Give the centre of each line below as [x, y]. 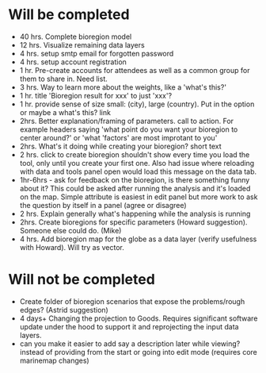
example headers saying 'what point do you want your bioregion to [129, 129]
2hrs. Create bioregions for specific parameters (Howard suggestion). [133, 222]
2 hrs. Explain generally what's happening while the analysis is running [135, 213]
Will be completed [69, 15]
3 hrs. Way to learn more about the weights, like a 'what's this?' [123, 87]
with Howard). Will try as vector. [72, 247]
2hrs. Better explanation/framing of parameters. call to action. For [127, 121]
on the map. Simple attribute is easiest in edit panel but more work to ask [139, 197]
